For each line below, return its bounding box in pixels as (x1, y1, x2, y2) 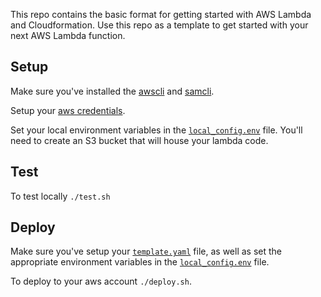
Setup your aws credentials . (10, 104, 126, 116)
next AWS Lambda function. (10, 30, 126, 41)
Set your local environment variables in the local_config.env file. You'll (10, 124, 303, 136)
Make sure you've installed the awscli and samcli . (10, 85, 215, 97)
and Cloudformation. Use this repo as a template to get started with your (10, 19, 309, 31)
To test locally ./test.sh (10, 190, 111, 202)
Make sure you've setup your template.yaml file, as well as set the (10, 245, 283, 258)
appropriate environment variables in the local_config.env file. (10, 256, 270, 268)
